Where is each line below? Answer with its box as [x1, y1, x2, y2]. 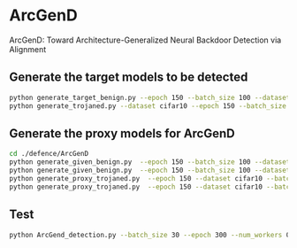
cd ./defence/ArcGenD [9, 150, 89, 159]
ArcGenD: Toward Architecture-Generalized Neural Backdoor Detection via [9, 35, 282, 45]
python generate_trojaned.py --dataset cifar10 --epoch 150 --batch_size [9, 101, 287, 111]
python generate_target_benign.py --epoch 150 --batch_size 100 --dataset [9, 93, 291, 102]
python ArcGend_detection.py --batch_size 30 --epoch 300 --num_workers [9, 230, 283, 239]
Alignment [9, 43, 47, 54]
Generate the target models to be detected [9, 70, 248, 85]
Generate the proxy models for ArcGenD [9, 126, 236, 141]
